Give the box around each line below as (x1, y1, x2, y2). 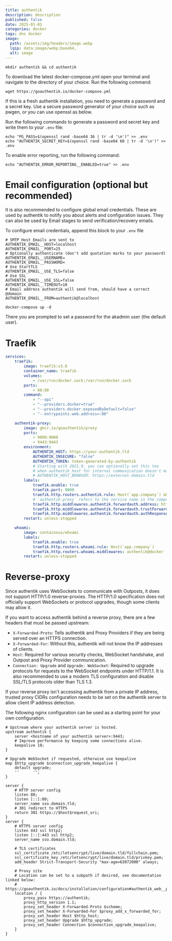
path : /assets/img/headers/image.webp (10, 41, 93, 46)
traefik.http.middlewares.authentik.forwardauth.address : (32, 502, 159, 507)
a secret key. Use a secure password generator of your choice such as (5, 103, 155, 109)
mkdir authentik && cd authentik (5, 65, 77, 70)
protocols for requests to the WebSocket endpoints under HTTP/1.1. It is (12, 668, 164, 674)
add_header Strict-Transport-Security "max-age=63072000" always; (14, 859, 159, 865)
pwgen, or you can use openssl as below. (5, 109, 93, 115)
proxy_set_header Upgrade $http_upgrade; (24, 918, 114, 923)
